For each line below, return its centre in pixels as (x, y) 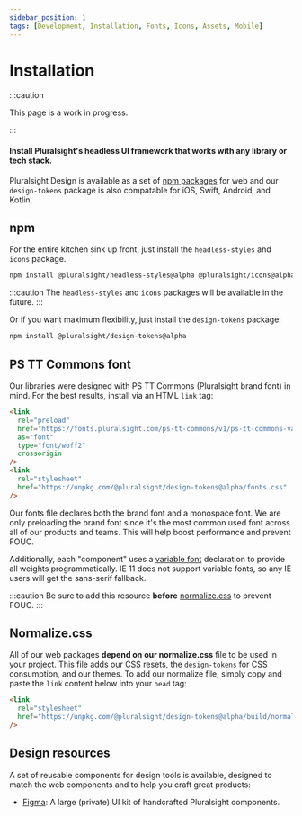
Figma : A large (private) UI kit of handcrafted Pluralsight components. (151, 802)
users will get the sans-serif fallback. (78, 578)
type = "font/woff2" (52, 445)
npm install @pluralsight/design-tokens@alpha (98, 336)
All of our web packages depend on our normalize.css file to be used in (143, 655)
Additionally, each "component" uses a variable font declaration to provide (147, 559)
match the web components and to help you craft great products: (130, 785)
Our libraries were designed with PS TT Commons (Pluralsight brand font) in (150, 386)
